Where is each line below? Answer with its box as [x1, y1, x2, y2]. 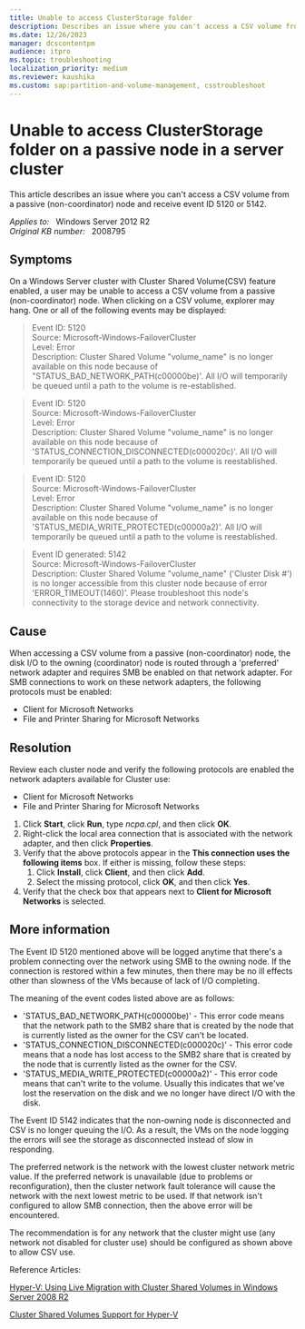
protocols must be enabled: [9, 687, 113, 698]
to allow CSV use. [9, 1246, 75, 1257]
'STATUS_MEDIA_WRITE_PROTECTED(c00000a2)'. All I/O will [31, 521, 262, 532]
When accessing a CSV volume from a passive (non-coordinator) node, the [9, 648, 291, 659]
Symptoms [9, 252, 73, 267]
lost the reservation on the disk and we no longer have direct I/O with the [22, 1087, 296, 1098]
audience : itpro [9, 47, 71, 56]
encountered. [9, 1209, 60, 1220]
